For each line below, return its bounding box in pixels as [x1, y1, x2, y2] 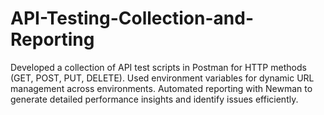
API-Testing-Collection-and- [10, 7, 254, 30]
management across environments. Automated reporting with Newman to [10, 82, 313, 94]
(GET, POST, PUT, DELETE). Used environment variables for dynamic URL [10, 72, 315, 84]
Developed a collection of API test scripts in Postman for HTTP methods [10, 61, 307, 73]
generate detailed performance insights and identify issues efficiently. [10, 93, 299, 105]
